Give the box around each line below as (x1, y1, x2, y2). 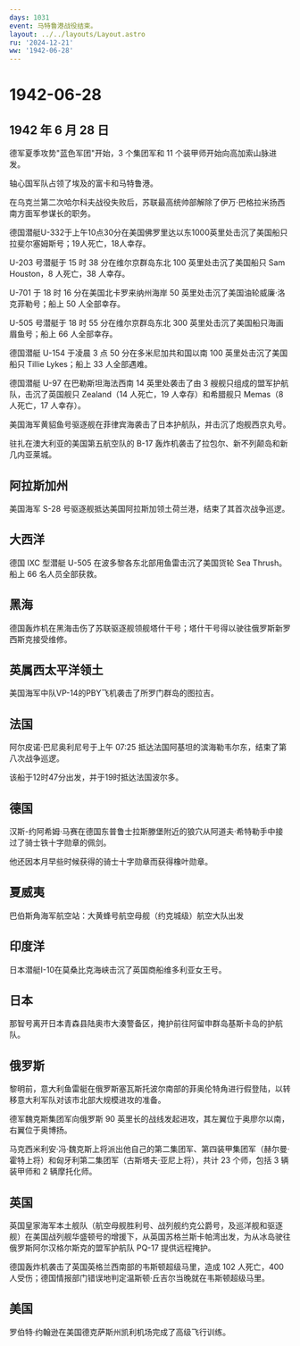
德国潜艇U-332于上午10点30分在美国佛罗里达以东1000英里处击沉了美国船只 (9, 227, 288, 238)
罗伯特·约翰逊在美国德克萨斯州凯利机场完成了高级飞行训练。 (9, 1326, 231, 1337)
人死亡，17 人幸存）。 (9, 400, 87, 411)
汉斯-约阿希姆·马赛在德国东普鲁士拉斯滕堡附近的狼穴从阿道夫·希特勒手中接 (9, 826, 284, 836)
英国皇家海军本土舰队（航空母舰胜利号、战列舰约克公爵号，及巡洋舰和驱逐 (9, 1220, 283, 1231)
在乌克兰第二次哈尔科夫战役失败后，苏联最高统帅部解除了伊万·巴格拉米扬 (9, 197, 279, 208)
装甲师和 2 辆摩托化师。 (9, 1166, 97, 1177)
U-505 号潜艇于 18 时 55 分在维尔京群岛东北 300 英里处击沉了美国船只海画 (9, 318, 284, 329)
